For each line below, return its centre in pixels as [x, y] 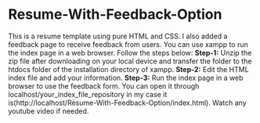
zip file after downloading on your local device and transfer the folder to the [130, 61]
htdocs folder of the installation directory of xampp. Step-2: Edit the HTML [128, 69]
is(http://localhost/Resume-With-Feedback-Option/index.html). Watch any [127, 103]
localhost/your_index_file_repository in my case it [88, 94]
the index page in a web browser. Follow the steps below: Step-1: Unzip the [130, 52]
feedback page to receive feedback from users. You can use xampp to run [128, 44]
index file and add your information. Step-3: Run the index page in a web [126, 78]
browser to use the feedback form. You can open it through [104, 86]
